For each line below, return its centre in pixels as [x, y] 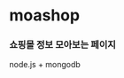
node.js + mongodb [45, 65]
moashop [45, 16]
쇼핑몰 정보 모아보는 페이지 [63, 45]
